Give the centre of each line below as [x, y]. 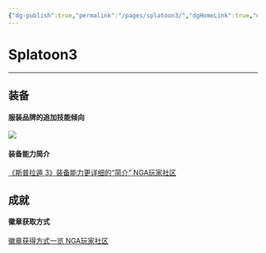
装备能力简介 [29, 153]
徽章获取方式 [29, 221]
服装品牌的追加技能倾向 [46, 117]
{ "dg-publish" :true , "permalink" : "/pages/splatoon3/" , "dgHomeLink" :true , [131, 15]
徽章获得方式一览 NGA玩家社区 [59, 240]
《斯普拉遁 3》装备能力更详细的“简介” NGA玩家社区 [92, 173]
